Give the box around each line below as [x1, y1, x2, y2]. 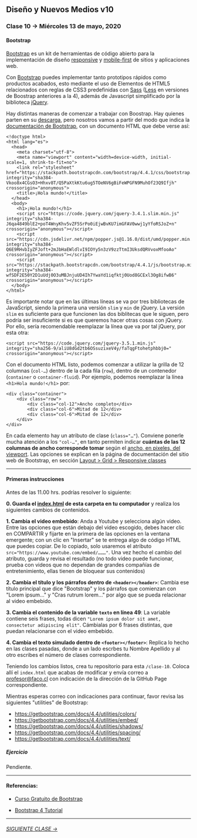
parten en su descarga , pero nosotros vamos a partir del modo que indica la [6, 116, 190, 123]
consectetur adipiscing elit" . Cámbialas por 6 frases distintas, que [6, 621, 173, 628]
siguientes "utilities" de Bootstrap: [6, 699, 89, 706]
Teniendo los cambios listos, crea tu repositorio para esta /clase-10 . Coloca [6, 662, 189, 670]
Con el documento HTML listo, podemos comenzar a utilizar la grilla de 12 [6, 360, 185, 368]
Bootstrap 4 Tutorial [14, 806, 63, 813]
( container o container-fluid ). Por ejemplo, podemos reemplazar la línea [6, 373, 184, 380]
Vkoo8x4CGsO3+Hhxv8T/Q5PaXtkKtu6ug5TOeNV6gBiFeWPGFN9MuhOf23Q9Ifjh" [6, 180, 177, 186]
